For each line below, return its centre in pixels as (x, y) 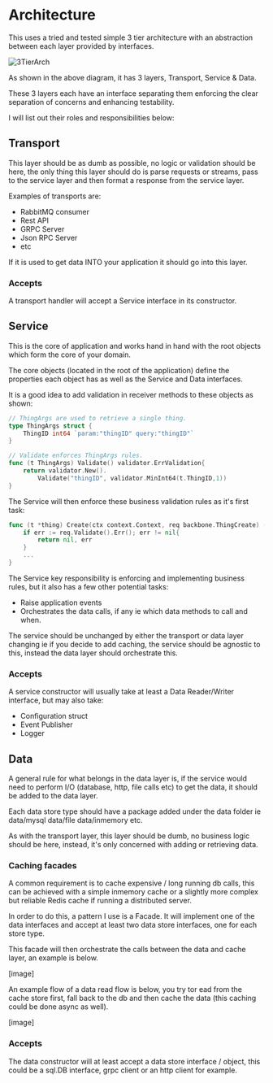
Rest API (35, 220)
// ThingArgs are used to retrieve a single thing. (97, 418)
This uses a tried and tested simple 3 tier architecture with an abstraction (131, 37)
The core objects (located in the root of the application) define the (119, 370)
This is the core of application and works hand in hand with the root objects (135, 346)
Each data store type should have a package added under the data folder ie (135, 811)
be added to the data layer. (54, 796)
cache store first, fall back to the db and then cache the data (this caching (132, 998)
